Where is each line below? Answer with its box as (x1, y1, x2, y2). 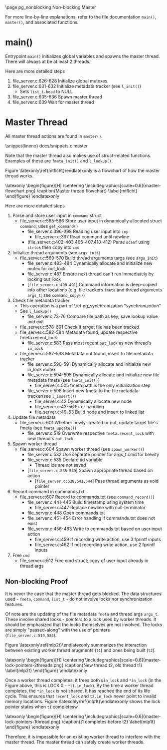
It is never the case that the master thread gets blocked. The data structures (5, 591, 162, 597)
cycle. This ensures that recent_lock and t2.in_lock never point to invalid (5, 693, 157, 699)
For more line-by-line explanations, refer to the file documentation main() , (5, 14, 157, 19)
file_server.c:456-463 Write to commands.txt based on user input (27, 526, 162, 532)
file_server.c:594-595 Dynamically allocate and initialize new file (27, 372, 160, 378)
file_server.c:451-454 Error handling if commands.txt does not (27, 515, 156, 521)
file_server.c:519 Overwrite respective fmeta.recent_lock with (27, 430, 154, 436)
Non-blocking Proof (5, 577, 68, 586)
